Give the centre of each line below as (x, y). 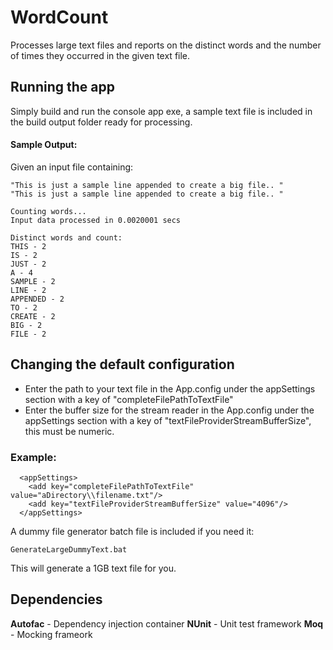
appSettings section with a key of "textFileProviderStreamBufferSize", (168, 420)
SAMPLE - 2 (33, 281)
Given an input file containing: (72, 167)
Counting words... (48, 211)
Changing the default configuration (122, 364)
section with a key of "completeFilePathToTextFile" (129, 399)
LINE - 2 (28, 290)
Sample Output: (44, 145)
